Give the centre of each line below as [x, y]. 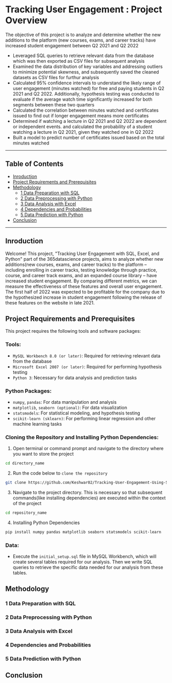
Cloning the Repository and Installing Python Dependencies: [82, 437]
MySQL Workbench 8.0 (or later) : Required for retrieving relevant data [87, 355]
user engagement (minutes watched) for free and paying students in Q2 [89, 88]
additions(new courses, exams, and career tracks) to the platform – [76, 264]
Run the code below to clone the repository [60, 473]
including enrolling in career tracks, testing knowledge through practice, [81, 270]
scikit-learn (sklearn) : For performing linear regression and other [84, 418]
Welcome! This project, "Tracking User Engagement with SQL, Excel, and [82, 254]
